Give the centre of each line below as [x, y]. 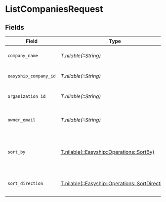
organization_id [27, 97]
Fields [15, 27]
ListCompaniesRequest [54, 9]
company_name [23, 56]
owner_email [22, 120]
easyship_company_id [32, 76]
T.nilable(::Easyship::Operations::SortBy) [107, 152]
